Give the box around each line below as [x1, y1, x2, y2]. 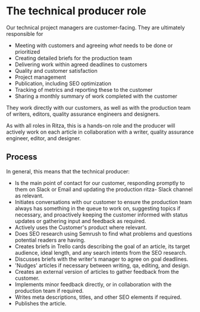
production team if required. [14, 287, 84, 294]
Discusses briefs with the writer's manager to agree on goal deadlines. [14, 255, 189, 262]
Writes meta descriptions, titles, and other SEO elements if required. [14, 294, 182, 301]
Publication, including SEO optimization [14, 79, 111, 87]
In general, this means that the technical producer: [6, 168, 130, 175]
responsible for [6, 30, 43, 37]
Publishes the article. [14, 299, 67, 307]
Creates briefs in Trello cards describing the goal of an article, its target [14, 243, 190, 250]
